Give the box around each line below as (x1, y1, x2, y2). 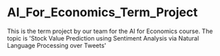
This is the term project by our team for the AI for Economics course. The (7, 27, 213, 35)
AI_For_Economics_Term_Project (7, 5, 198, 20)
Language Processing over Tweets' (7, 41, 107, 49)
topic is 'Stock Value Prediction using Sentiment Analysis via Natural (7, 34, 200, 42)
